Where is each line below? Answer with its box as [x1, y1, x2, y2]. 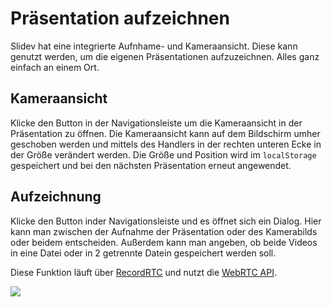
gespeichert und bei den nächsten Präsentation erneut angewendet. [10, 159, 292, 171]
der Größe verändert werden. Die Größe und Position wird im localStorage [10, 148, 317, 161]
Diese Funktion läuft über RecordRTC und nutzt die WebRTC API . [10, 266, 278, 278]
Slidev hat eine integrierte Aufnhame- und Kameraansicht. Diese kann [10, 40, 298, 52]
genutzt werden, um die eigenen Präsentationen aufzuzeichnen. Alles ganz [10, 50, 320, 62]
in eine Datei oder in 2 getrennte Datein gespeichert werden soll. [10, 247, 277, 259]
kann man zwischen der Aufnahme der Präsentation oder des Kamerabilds [10, 225, 318, 237]
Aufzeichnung [10, 188, 102, 206]
